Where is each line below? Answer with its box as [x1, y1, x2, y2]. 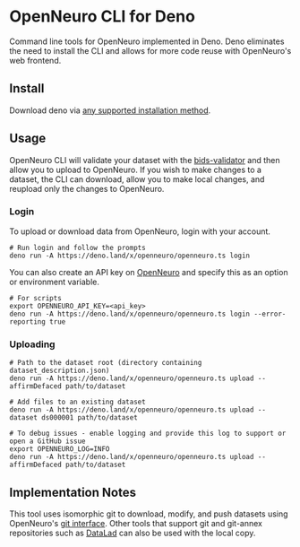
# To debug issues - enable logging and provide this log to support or [9, 429, 287, 438]
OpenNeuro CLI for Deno [9, 6, 195, 27]
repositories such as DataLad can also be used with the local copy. [9, 527, 256, 538]
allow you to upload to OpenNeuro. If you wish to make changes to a [9, 164, 262, 175]
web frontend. [9, 55, 62, 65]
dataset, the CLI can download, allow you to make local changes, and [9, 173, 265, 185]
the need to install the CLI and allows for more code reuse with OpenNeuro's [9, 45, 292, 56]
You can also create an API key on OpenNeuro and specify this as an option [9, 266, 288, 277]
